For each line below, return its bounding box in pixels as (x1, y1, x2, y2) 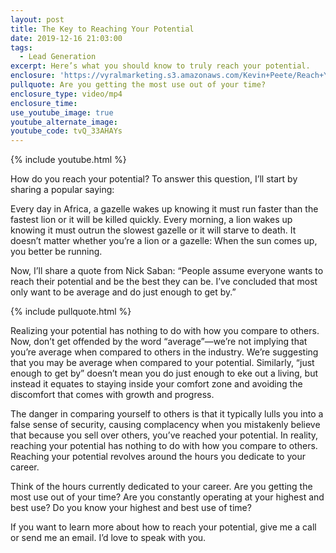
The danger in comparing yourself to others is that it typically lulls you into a (10, 408, 324, 420)
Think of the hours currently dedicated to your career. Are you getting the (10, 481, 313, 493)
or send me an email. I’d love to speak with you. (10, 532, 207, 544)
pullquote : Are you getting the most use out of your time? (10, 80, 267, 90)
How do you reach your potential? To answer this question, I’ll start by (10, 173, 298, 185)
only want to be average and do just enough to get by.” (10, 286, 237, 298)
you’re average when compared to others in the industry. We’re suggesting (10, 346, 319, 358)
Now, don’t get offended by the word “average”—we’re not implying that (10, 336, 308, 348)
